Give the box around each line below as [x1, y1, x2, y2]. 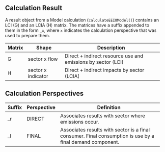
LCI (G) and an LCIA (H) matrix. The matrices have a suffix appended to [5, 22, 150, 28]
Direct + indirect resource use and [64, 52, 143, 59]
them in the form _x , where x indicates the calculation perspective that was [5, 27, 157, 33]
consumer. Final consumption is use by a [60, 132, 155, 139]
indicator [27, 73, 49, 79]
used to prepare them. [5, 32, 50, 38]
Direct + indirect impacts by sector [64, 66, 145, 73]
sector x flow [27, 55, 58, 62]
